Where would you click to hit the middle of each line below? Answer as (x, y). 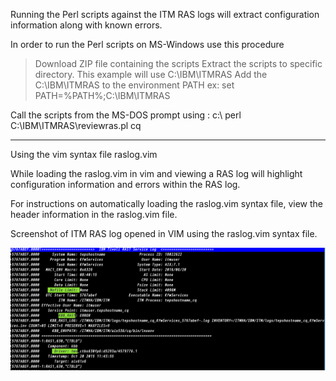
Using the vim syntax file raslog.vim (84, 154)
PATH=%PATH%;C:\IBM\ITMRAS (102, 95)
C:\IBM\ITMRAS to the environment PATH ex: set (134, 85)
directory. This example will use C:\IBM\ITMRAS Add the (151, 74)
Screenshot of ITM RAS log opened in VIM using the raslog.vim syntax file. (164, 233)
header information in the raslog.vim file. (94, 214)
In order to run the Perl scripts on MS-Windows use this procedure (147, 44)
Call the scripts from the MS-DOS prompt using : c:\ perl (126, 115)
